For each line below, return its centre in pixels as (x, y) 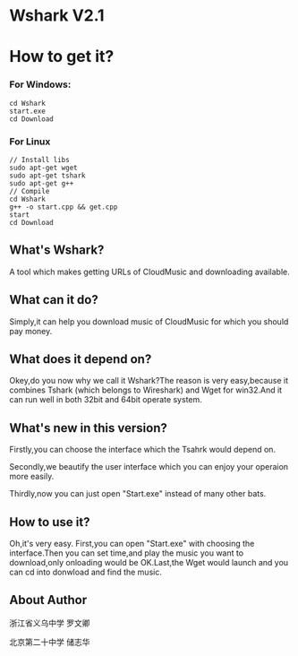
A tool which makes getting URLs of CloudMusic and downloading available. (150, 272)
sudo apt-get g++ (42, 183)
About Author (48, 600)
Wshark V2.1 (57, 16)
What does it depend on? (81, 359)
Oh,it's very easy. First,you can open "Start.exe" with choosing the (132, 544)
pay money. (31, 331)
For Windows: (40, 84)
